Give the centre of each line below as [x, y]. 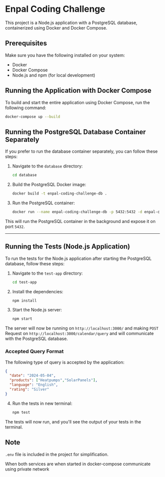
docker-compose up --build [33, 116]
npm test [21, 412]
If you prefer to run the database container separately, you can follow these [82, 151]
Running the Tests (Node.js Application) [68, 247]
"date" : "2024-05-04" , [33, 376]
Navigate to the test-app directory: [47, 273]
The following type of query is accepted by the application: [65, 362]
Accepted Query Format [34, 351]
